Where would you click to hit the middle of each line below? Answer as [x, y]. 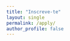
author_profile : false [35, 29]
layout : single [26, 17]
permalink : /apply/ [31, 23]
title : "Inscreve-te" [34, 12]
